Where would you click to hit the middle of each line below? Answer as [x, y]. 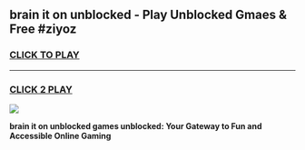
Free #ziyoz [43, 30]
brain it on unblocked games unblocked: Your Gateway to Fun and [136, 125]
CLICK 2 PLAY [41, 89]
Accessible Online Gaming [60, 135]
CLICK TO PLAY [44, 55]
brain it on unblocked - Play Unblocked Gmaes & [148, 15]
